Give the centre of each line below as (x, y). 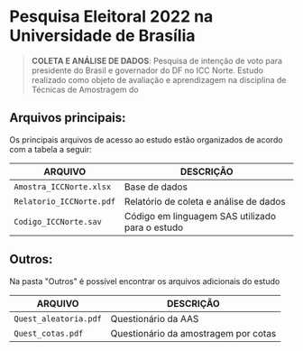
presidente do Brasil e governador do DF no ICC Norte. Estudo (147, 70)
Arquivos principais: (68, 118)
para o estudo (154, 227)
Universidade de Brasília (102, 36)
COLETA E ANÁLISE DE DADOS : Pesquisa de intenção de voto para (156, 60)
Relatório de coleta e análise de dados (205, 201)
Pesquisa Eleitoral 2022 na (111, 17)
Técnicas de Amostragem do (85, 89)
